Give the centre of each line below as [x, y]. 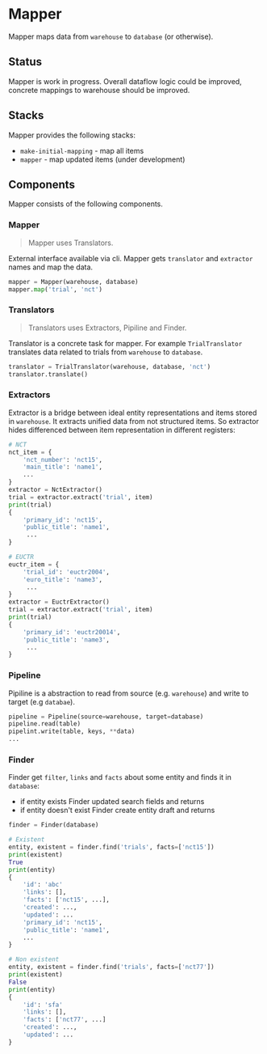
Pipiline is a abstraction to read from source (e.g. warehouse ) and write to [129, 693]
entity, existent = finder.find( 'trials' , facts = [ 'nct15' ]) [112, 847]
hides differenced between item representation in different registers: [122, 430]
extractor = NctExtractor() [56, 490]
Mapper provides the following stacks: [72, 135]
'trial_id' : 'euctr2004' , [67, 572]
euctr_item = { [34, 564]
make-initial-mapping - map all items [82, 150]
